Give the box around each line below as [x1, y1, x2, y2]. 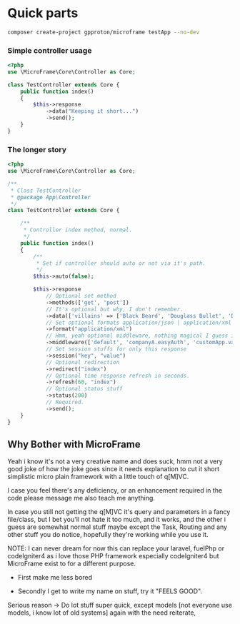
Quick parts [7, 5, 79, 21]
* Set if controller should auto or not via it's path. [36, 259, 206, 267]
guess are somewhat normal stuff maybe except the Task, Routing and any [7, 523, 227, 531]
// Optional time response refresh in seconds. [45, 372, 191, 379]
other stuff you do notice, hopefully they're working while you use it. [7, 530, 209, 539]
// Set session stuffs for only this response [45, 346, 187, 353]
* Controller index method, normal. [23, 226, 133, 233]
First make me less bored [17, 573, 93, 582]
